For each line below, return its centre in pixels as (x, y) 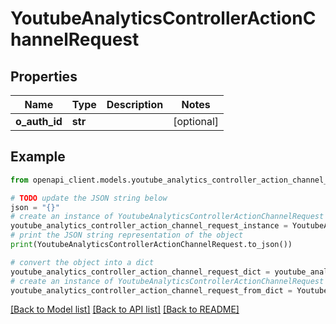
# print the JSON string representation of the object (127, 235)
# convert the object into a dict (82, 262)
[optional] (196, 121)
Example (38, 157)
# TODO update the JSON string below (89, 198)
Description (135, 104)
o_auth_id (39, 121)
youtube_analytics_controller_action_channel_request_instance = (149, 226)
